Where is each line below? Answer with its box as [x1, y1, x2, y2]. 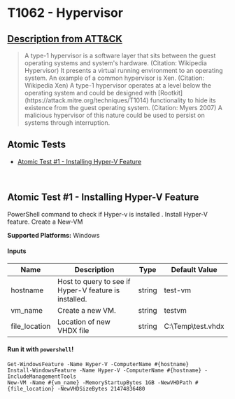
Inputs [7, 247, 27, 255]
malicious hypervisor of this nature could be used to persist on [24, 111, 205, 119]
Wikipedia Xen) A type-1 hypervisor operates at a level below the [24, 81, 212, 89]
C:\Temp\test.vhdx [164, 321, 225, 331]
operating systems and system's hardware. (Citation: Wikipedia [24, 59, 208, 67]
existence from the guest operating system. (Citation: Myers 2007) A [24, 104, 222, 111]
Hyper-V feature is [57, 285, 120, 295]
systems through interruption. [24, 119, 111, 127]
